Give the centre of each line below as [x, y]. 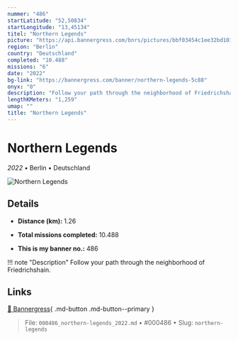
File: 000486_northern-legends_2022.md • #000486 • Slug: [109, 323]
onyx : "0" [22, 87]
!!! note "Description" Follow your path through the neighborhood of [106, 262]
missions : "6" [28, 67]
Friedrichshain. [29, 270]
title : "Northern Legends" [47, 113]
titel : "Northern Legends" [47, 34]
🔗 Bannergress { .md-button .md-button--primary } [81, 309]
